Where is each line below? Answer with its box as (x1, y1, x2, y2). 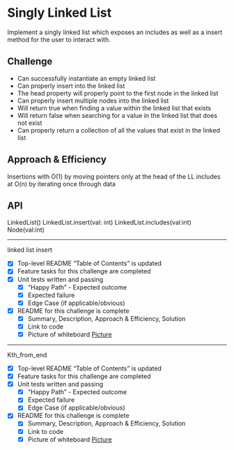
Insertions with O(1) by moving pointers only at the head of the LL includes (7, 172, 221, 181)
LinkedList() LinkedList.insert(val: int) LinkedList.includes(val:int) (7, 218, 192, 227)
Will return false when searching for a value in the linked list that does (17, 111, 218, 119)
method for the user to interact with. (7, 35, 111, 43)
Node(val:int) (7, 225, 45, 234)
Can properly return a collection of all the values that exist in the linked (17, 126, 221, 134)
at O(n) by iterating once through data (7, 179, 116, 188)
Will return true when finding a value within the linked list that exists (17, 103, 212, 112)
